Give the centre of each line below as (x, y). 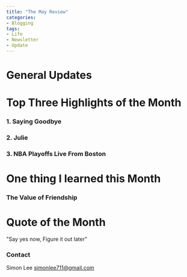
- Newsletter (23, 40)
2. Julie (17, 138)
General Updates (49, 75)
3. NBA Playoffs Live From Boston (56, 154)
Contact (18, 255)
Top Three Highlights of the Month (94, 103)
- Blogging (20, 23)
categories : (21, 17)
